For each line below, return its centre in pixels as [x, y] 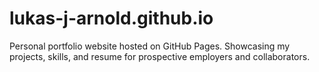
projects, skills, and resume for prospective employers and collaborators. [160, 56]
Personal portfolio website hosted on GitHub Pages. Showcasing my [150, 46]
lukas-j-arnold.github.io [111, 18]
